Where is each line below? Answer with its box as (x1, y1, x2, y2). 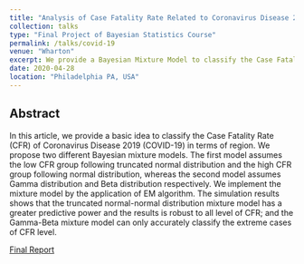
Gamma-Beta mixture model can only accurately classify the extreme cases (9, 217, 292, 228)
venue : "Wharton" (9, 47, 75, 56)
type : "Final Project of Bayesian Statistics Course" (9, 30, 217, 39)
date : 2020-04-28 (9, 64, 75, 73)
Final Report (9, 244, 55, 255)
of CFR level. (9, 226, 57, 237)
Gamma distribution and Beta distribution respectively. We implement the (9, 178, 282, 189)
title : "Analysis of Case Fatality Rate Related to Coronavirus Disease (9, 13, 290, 23)
